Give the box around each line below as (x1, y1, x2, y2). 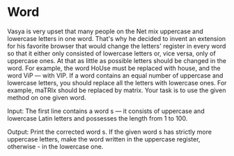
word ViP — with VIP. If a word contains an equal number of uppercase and (7, 71, 224, 80)
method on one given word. (7, 93, 86, 101)
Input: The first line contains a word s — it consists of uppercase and (7, 107, 205, 115)
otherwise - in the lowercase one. (7, 142, 104, 150)
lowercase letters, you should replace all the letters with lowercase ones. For (7, 78, 227, 87)
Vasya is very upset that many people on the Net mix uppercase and (7, 27, 203, 35)
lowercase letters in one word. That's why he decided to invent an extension (7, 34, 226, 42)
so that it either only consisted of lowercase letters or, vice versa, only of (7, 49, 216, 58)
